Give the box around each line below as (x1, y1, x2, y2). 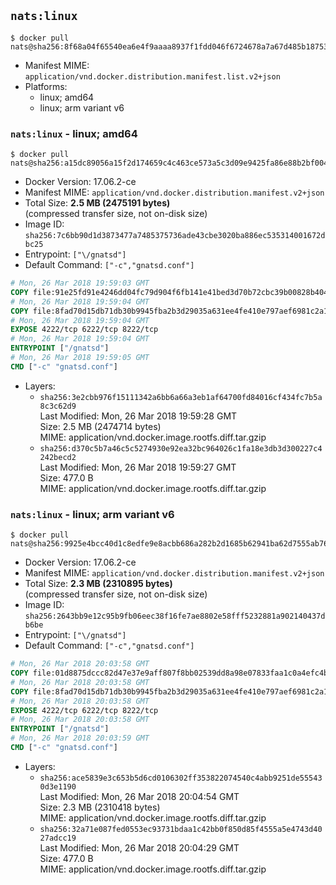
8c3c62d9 (39, 401, 77, 411)
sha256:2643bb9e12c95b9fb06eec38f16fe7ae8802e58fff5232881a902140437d (24, 611, 326, 622)
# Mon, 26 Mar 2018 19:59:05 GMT (10, 353, 150, 363)
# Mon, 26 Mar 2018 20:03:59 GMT (10, 733, 150, 744)
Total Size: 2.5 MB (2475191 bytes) (24, 197, 171, 209)
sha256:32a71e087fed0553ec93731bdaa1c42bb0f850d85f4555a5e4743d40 (39, 824, 323, 834)
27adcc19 (39, 833, 77, 843)
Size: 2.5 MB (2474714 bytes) (39, 420, 162, 432)
